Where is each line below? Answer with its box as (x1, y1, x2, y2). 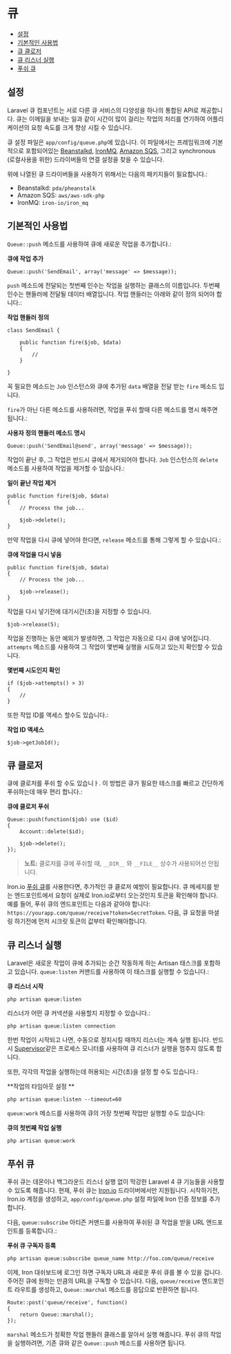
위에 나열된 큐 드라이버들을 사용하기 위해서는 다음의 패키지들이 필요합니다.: (7, 170, 208, 178)
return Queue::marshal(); (19, 1311, 94, 1318)
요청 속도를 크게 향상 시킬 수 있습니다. (30, 123, 132, 131)
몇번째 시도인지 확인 (7, 666, 61, 674)
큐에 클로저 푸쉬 (7, 803, 50, 811)
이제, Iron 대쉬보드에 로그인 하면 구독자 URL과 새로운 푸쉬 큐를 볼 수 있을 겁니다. (7, 1268, 223, 1276)
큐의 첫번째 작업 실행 (7, 1124, 62, 1132)
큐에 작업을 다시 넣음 (7, 550, 62, 558)
